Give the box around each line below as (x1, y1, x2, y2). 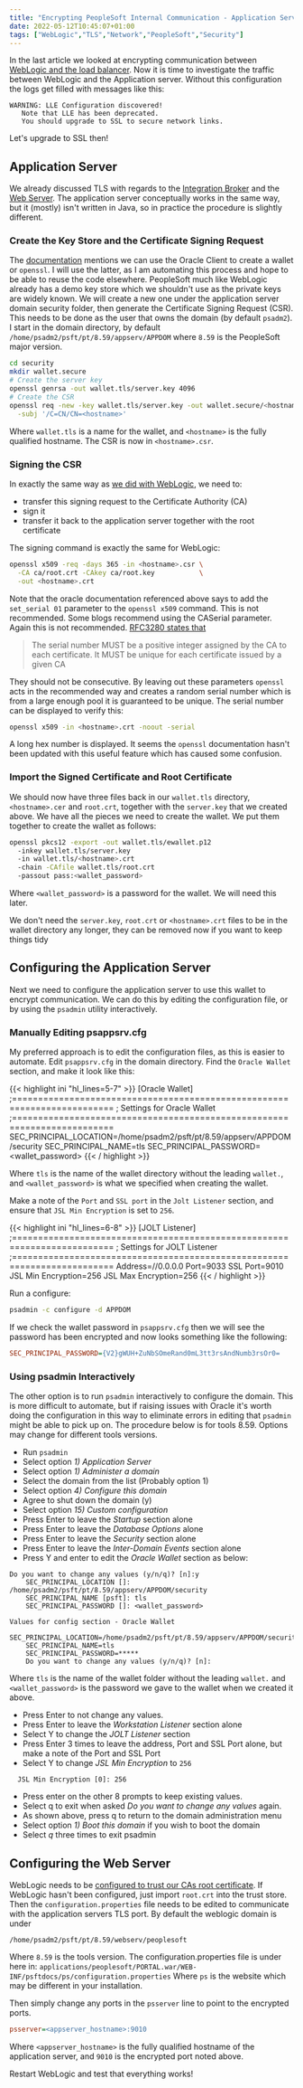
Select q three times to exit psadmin (22, 1829, 156, 1840)
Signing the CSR (9, 458, 82, 470)
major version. (9, 341, 63, 353)
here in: (9, 1961, 38, 1972)
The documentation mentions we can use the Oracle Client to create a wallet (9, 255, 294, 266)
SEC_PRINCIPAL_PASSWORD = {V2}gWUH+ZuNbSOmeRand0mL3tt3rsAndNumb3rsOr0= (9, 1349, 280, 1358)
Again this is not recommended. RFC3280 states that (9, 621, 207, 633)
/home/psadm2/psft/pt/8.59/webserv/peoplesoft (9, 1936, 188, 1945)
